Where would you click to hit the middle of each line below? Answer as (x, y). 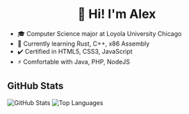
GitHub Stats (35, 86)
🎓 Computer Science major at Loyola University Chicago (99, 33)
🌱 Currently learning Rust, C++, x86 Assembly (83, 44)
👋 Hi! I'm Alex (117, 14)
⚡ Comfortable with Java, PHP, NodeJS (74, 61)
